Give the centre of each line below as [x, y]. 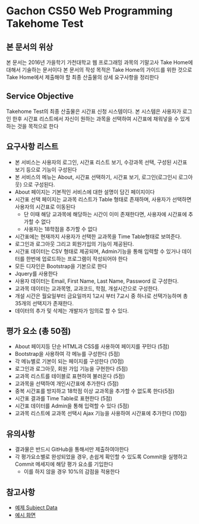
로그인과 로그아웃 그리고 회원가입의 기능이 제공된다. [74, 244]
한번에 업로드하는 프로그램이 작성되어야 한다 [77, 258]
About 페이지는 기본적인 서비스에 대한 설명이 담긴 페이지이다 [85, 192]
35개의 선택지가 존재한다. [44, 303]
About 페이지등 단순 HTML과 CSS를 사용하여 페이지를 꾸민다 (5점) [92, 346]
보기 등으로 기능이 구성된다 [46, 169]
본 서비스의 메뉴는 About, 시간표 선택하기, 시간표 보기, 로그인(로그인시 [96, 177]
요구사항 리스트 [32, 147]
